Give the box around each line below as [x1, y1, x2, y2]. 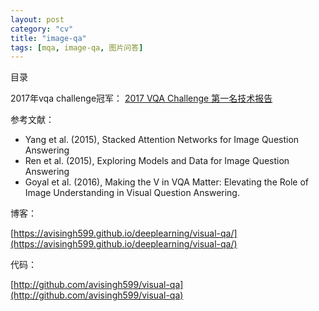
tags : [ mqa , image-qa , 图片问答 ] [10, 42, 144, 53]
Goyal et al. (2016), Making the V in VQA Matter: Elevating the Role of [24, 176, 310, 188]
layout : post [10, 14, 65, 25]
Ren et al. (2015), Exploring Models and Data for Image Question [24, 155, 290, 167]
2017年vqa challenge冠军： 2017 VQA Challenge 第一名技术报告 [10, 92, 273, 105]
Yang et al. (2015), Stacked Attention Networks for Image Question [24, 134, 300, 146]
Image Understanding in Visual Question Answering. [24, 187, 240, 199]
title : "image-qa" [10, 33, 87, 43]
